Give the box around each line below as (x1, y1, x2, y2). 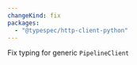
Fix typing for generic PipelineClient (7, 48, 130, 58)
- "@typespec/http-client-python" (14, 26, 128, 34)
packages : (7, 19, 40, 27)
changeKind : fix (7, 11, 61, 20)
